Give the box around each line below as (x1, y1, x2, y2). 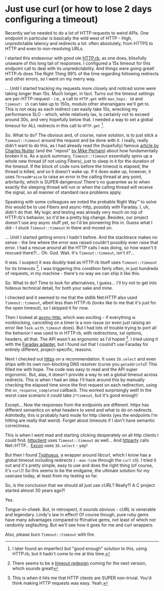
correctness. (5, 422, 31, 429)
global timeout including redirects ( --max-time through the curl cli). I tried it (5, 457, 157, 463)
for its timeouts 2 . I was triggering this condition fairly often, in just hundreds (5, 264, 159, 271)
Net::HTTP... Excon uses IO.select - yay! (5, 442, 88, 448)
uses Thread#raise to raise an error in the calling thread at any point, (5, 174, 143, 180)
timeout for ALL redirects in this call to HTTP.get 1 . (5, 121, 104, 128)
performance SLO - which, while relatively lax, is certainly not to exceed (5, 111, 150, 117)
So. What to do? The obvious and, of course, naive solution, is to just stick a (5, 132, 158, 138)
